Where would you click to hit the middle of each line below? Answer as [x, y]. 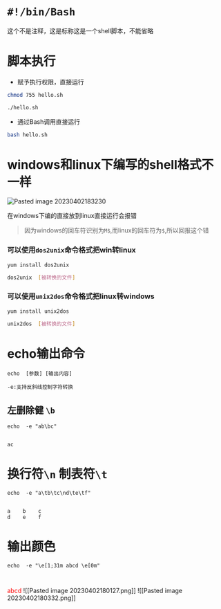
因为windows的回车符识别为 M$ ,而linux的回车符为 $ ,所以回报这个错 [116, 230]
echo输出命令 [46, 353]
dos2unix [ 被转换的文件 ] [41, 278]
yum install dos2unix [38, 265]
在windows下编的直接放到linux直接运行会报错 [72, 216]
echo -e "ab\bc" [32, 427]
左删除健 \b [31, 410]
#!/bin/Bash [41, 12]
